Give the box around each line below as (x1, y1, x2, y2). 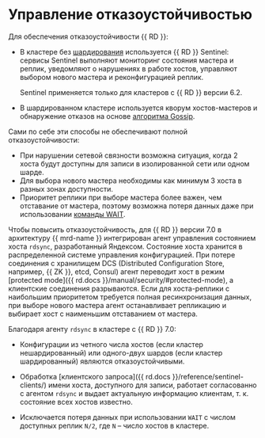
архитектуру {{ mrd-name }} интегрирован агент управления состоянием (8, 233, 256, 242)
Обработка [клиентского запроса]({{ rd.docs (19, 371, 171, 381)
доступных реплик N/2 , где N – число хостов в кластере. (19, 421, 210, 430)
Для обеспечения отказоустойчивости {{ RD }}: (8, 32, 168, 41)
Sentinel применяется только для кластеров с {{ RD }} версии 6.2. (19, 87, 243, 97)
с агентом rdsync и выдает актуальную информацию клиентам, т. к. (19, 388, 249, 398)
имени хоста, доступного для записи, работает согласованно (47, 380, 257, 390)
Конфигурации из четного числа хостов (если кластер (19, 339, 204, 349)
